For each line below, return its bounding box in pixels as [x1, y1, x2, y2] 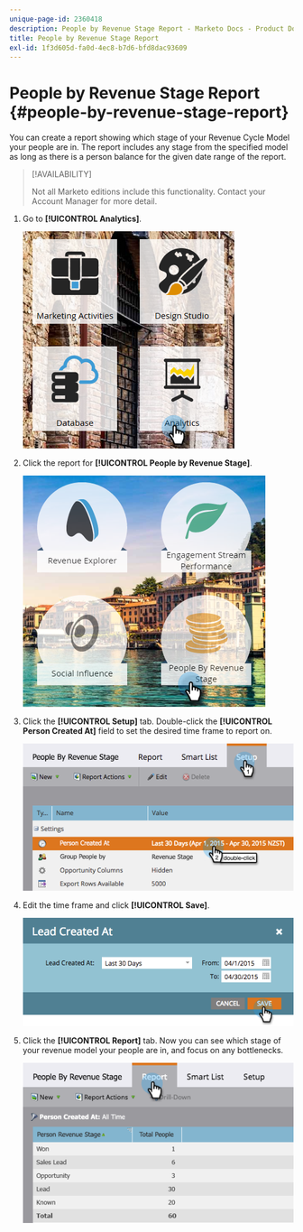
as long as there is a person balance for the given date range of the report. [9, 152, 287, 162]
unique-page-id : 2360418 [9, 14, 103, 23]
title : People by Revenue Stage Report [9, 33, 160, 42]
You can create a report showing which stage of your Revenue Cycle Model [9, 132, 290, 144]
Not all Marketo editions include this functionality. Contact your [31, 186, 266, 198]
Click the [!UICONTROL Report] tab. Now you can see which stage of [22, 1034, 281, 1046]
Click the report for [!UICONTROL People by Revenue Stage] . [22, 458, 252, 468]
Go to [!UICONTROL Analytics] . [22, 213, 142, 225]
